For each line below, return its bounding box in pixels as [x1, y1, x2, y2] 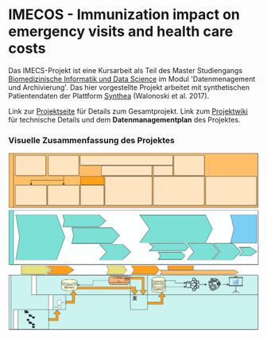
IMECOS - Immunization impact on [8, 6, 241, 24]
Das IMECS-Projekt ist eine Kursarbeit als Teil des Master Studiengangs [8, 65, 243, 75]
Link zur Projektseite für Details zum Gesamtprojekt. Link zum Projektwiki [8, 106, 248, 116]
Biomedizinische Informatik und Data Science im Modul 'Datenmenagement [8, 74, 256, 84]
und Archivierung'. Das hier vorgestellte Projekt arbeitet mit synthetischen [8, 82, 250, 92]
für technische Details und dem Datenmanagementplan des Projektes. [8, 115, 241, 124]
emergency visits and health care [8, 22, 234, 41]
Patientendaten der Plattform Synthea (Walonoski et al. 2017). [8, 91, 210, 100]
